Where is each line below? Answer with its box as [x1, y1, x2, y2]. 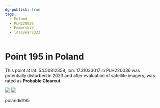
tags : [5, 12, 16, 17]
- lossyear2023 [9, 30, 41, 35]
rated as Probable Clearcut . [5, 78, 62, 83]
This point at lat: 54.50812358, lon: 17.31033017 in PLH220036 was [5, 67, 140, 73]
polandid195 [5, 97, 30, 103]
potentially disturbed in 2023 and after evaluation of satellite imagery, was [5, 72, 155, 79]
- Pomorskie [9, 26, 34, 30]
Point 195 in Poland [5, 51, 84, 62]
